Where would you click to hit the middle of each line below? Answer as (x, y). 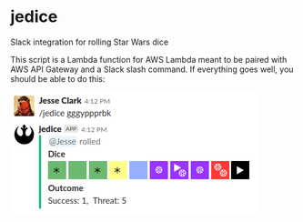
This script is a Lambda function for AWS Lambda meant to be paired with (149, 59)
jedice (34, 17)
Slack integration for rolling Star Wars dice (90, 42)
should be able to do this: (58, 78)
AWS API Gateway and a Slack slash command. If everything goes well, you (152, 69)
